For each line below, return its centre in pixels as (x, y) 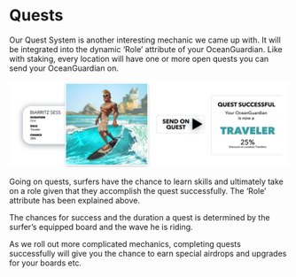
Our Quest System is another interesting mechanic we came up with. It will (145, 40)
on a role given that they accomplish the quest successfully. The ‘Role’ (138, 191)
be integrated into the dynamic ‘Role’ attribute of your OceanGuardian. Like (146, 49)
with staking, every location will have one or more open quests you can (139, 58)
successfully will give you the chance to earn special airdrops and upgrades (148, 254)
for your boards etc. (46, 263)
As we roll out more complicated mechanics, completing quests (125, 244)
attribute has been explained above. (74, 201)
